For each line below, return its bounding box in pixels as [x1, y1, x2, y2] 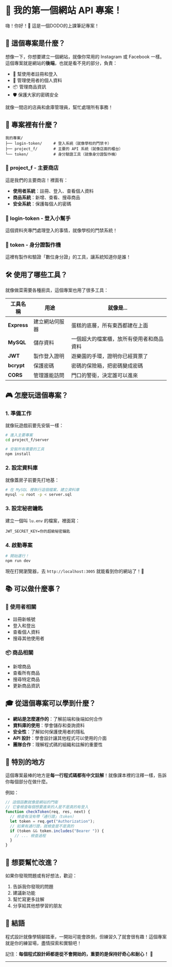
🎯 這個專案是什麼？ [5, 39, 66, 48]
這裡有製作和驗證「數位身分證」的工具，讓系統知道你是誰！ [5, 254, 131, 260]
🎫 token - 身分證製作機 [5, 241, 61, 249]
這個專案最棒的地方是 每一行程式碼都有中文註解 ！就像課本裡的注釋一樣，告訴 [5, 772, 167, 778]
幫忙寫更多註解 [12, 896, 45, 903]
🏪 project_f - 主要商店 [5, 164, 59, 171]
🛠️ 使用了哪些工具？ [5, 270, 68, 279]
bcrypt [8, 362, 25, 369]
